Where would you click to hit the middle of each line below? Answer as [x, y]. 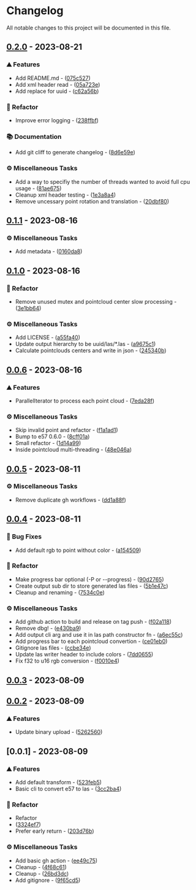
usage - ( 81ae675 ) [38, 188]
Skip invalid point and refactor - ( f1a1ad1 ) [66, 430]
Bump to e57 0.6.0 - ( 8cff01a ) [52, 436]
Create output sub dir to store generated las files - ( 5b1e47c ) [92, 586]
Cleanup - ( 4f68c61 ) [41, 867]
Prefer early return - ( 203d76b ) [55, 831]
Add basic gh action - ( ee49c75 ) [56, 860]
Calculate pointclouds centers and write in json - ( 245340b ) [91, 350]
